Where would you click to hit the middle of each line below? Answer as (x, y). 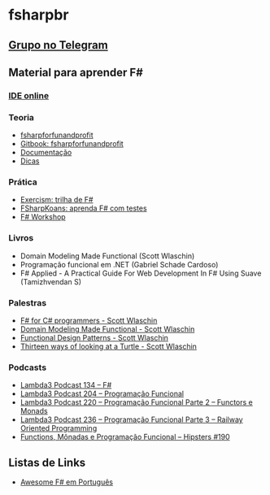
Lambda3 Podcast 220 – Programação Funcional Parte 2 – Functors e (137, 402)
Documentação (46, 153)
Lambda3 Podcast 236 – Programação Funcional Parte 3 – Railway (131, 419)
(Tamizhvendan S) (50, 281)
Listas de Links (47, 462)
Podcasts (28, 367)
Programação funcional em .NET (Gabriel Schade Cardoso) (119, 264)
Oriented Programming (59, 428)
